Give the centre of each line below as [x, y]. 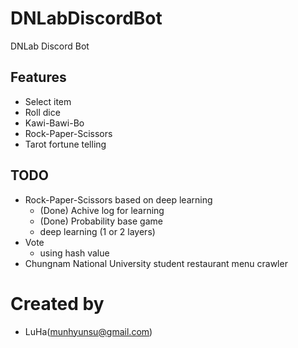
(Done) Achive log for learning [102, 210]
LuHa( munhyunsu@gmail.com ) [88, 331]
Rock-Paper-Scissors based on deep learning [118, 199]
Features [38, 77]
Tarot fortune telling [65, 144]
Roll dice [42, 112]
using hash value [74, 253]
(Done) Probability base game [101, 221]
